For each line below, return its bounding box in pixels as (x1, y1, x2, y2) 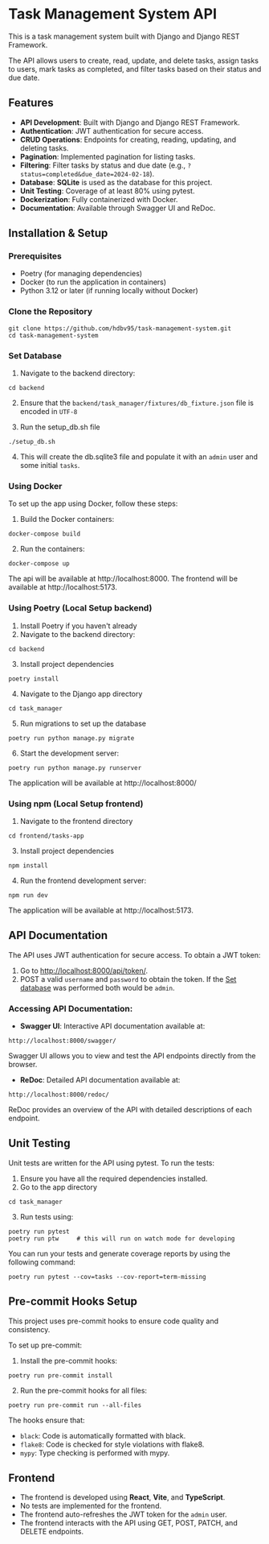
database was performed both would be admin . (19, 983, 175, 992)
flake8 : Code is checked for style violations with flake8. (19, 1439, 205, 1449)
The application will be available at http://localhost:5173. (8, 905, 194, 915)
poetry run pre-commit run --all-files (8, 1401, 142, 1409)
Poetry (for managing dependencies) (19, 269, 143, 279)
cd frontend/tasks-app (8, 831, 84, 840)
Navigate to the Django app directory (19, 689, 143, 698)
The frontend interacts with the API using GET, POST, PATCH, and (19, 1518, 238, 1528)
